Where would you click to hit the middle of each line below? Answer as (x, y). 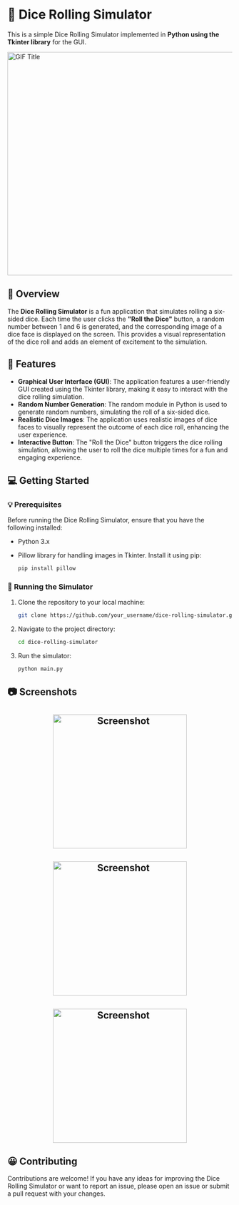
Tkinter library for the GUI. (47, 41)
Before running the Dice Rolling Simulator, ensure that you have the (106, 520)
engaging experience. (50, 457)
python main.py (40, 669)
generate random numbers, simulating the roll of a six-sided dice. (114, 412)
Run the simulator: (44, 656)
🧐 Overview (34, 294)
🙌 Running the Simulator (50, 587)
